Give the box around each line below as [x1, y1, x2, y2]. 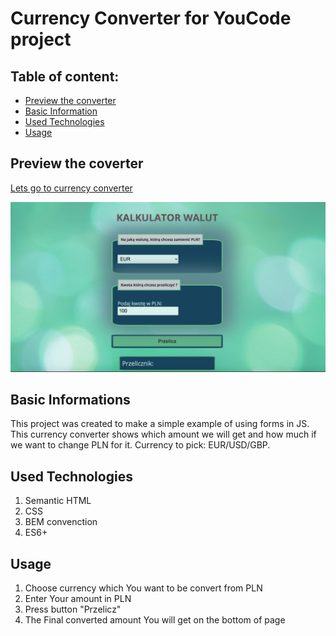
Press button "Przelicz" [24, 603, 122, 615]
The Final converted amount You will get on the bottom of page [24, 613, 286, 626]
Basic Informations [10, 391, 131, 408]
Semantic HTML [24, 495, 92, 507]
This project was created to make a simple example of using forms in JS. [10, 418, 310, 430]
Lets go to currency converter [10, 182, 133, 194]
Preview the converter [24, 95, 117, 106]
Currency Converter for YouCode [10, 7, 292, 30]
